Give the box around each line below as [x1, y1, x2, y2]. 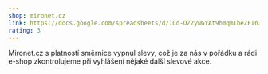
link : [8, 19, 26, 27]
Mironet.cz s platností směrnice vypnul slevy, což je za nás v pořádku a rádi [8, 49, 258, 58]
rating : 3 [8, 26, 41, 34]
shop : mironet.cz [8, 11, 66, 20]
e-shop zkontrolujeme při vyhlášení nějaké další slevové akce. [8, 56, 212, 66]
